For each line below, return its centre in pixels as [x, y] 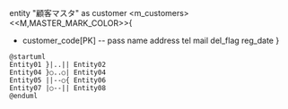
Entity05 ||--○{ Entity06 [57, 80]
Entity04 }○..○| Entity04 [57, 72]
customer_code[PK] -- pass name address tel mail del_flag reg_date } [151, 40]
